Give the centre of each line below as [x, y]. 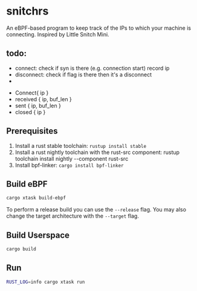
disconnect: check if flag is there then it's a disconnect [83, 75]
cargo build [21, 249]
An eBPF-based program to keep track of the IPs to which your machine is [99, 28]
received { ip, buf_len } [44, 99]
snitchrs [27, 11]
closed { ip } [30, 112]
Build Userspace [38, 235]
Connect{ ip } [32, 93]
